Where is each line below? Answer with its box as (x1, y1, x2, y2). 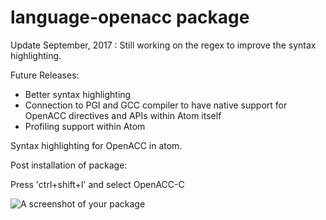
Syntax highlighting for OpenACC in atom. (10, 139, 183, 151)
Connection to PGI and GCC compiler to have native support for (24, 99, 288, 111)
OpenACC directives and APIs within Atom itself (24, 109, 222, 121)
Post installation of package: (10, 159, 128, 171)
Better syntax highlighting (24, 88, 132, 100)
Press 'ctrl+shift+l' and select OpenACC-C (10, 178, 185, 190)
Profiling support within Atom (24, 120, 146, 132)
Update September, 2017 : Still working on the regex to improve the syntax (10, 39, 317, 51)
